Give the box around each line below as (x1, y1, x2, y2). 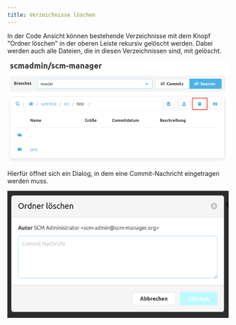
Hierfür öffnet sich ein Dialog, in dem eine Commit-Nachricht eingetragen (7, 169, 220, 177)
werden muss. (7, 177, 48, 185)
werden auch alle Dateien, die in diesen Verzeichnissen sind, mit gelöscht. (7, 46, 222, 55)
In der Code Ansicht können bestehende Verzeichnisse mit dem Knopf (7, 32, 211, 40)
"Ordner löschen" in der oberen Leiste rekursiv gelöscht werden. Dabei (7, 39, 213, 47)
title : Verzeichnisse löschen (7, 11, 96, 18)
